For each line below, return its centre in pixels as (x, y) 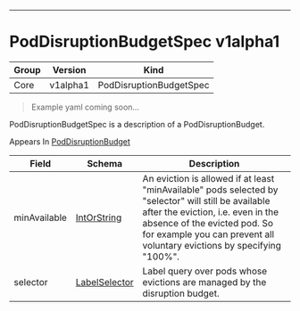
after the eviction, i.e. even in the (211, 212)
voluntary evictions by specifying (212, 245)
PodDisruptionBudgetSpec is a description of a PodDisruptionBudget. (137, 124)
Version (69, 70)
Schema (105, 163)
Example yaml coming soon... (85, 107)
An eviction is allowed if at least (208, 178)
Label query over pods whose (205, 271)
